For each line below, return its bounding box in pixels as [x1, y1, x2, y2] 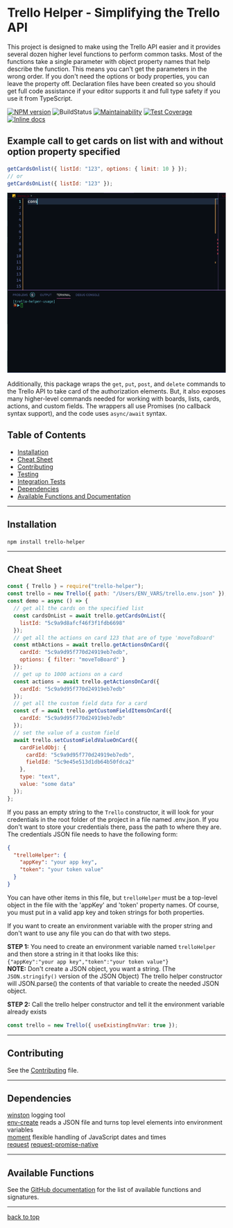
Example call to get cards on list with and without [7, 135, 223, 147]
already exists [7, 1007, 47, 1016]
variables [7, 1126, 33, 1134]
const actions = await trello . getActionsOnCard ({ [13, 678, 159, 685]
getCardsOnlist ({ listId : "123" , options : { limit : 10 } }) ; [7, 165, 188, 172]
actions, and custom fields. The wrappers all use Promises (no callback [7, 401, 212, 410]
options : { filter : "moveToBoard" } [19, 656, 126, 664]
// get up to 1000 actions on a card [13, 671, 123, 678]
